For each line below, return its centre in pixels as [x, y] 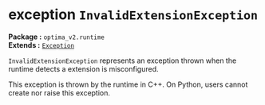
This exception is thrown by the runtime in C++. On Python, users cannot [128, 84]
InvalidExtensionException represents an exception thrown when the [123, 60]
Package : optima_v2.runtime [57, 37]
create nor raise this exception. [59, 92]
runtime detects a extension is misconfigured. [83, 68]
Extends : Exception [41, 45]
